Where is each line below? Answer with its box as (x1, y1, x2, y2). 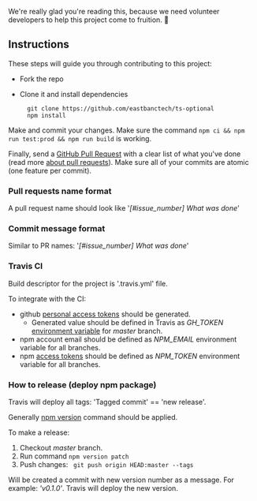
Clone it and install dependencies (19, 89, 128, 99)
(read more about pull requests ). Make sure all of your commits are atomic (8, 157, 250, 166)
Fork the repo (19, 74, 65, 84)
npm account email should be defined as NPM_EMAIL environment (19, 335, 237, 344)
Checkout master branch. (19, 443, 103, 452)
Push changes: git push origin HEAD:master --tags (19, 460, 194, 469)
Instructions (8, 38, 69, 51)
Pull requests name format (8, 185, 112, 196)
